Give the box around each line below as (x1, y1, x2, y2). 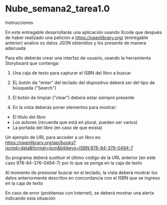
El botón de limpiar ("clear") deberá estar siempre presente (12, 94, 135, 100)
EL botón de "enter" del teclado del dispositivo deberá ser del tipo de (12, 79, 155, 85)
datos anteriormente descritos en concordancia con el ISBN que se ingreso (5, 174, 160, 180)
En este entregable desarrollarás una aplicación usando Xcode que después (5, 29, 162, 35)
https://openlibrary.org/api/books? (5, 139, 76, 145)
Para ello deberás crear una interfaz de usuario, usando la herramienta (5, 54, 151, 60)
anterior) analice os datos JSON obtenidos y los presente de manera (5, 39, 146, 45)
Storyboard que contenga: (5, 60, 59, 66)
